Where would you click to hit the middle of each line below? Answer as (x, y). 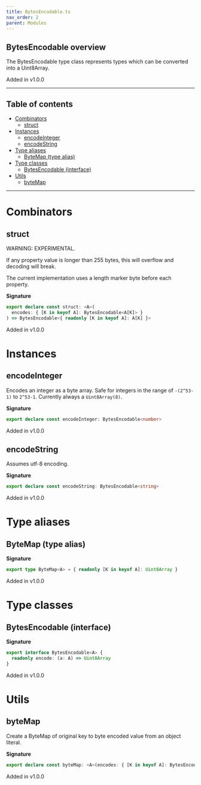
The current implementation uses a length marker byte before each (89, 278)
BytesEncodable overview (56, 47)
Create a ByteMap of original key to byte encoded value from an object (94, 736)
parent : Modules (26, 23)
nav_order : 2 (22, 17)
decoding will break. (31, 266)
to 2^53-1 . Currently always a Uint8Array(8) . (68, 397)
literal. (14, 742)
